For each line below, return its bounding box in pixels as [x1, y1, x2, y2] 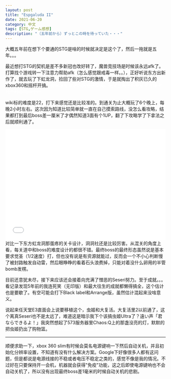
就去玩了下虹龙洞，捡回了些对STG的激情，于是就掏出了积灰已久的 [18, 76, 157, 82]
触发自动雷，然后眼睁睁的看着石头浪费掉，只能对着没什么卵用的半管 [22, 259, 166, 266]
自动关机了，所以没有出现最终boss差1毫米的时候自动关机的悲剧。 [5, 368, 142, 374]
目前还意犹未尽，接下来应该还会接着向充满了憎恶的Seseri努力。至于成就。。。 [5, 276, 166, 282]
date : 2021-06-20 [5, 17, 42, 22]
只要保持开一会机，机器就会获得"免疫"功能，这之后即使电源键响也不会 [18, 362, 166, 368]
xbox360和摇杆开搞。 [5, 82, 51, 88]
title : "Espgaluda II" [5, 12, 53, 17]
